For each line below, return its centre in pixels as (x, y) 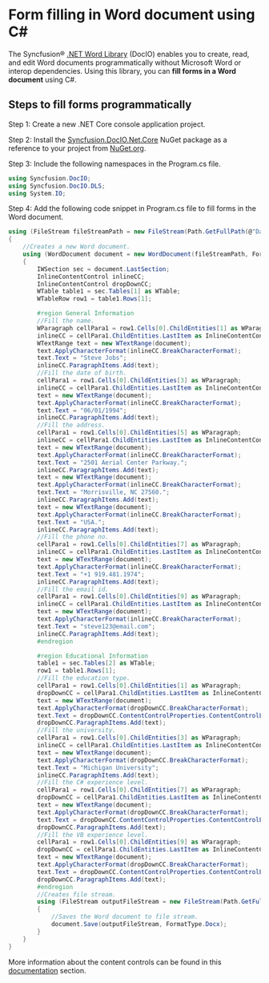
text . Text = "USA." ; (71, 522)
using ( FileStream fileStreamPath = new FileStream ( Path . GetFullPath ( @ (130, 232)
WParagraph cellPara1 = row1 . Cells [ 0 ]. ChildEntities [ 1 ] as (138, 328)
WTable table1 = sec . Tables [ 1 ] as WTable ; (109, 291)
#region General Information (86, 314)
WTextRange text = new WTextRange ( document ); (114, 343)
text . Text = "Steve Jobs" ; (82, 358)
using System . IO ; (37, 193)
